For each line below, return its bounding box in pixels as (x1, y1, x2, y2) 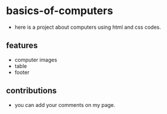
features (6, 41, 38, 51)
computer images (14, 56, 57, 63)
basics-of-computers (6, 4, 113, 18)
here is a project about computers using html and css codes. (14, 24, 161, 31)
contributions (6, 86, 57, 96)
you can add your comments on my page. (14, 101, 115, 108)
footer (14, 69, 30, 76)
